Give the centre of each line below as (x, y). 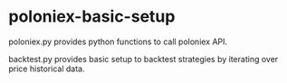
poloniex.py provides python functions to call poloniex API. (118, 41)
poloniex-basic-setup (92, 17)
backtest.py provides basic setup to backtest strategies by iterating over (143, 59)
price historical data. (47, 69)
